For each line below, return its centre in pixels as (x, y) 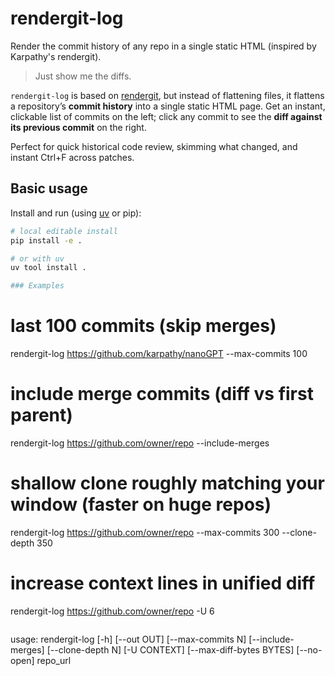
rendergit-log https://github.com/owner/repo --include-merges (140, 443)
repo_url (54, 660)
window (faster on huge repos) (141, 504)
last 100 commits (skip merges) (143, 326)
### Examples (37, 286)
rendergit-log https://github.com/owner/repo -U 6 (112, 611)
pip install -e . (46, 240)
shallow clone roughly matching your (167, 483)
